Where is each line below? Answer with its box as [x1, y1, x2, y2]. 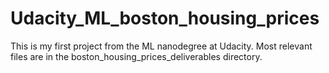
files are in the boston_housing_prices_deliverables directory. [10, 50, 263, 62]
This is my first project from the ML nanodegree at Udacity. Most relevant [10, 40, 313, 52]
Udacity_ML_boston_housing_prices [10, 7, 320, 30]
